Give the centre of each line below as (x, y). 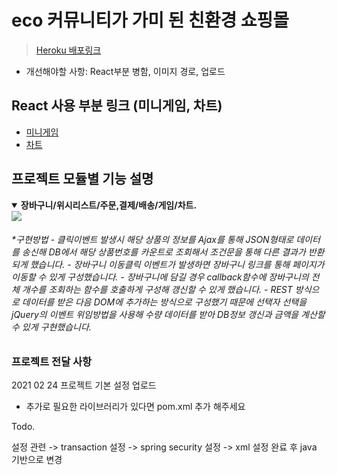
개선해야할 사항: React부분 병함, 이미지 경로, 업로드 (125, 71)
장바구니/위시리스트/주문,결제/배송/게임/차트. (109, 205)
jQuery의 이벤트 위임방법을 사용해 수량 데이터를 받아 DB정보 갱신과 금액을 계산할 (168, 315)
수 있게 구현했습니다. (51, 327)
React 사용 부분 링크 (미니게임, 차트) (117, 106)
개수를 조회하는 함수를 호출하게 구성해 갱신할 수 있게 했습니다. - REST (157, 290)
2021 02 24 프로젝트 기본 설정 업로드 (84, 385)
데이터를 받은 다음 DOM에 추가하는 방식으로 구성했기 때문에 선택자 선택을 (164, 302)
